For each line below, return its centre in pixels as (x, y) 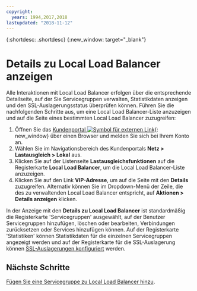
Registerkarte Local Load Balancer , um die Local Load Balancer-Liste (100, 168)
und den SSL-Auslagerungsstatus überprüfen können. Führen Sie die (90, 105)
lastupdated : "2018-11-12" (39, 23)
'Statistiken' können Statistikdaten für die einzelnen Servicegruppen (89, 236)
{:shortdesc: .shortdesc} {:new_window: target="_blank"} (76, 40)
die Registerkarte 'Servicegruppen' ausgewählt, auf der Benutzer (86, 217)
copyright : (20, 12)
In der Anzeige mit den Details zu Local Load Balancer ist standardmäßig (96, 211)
